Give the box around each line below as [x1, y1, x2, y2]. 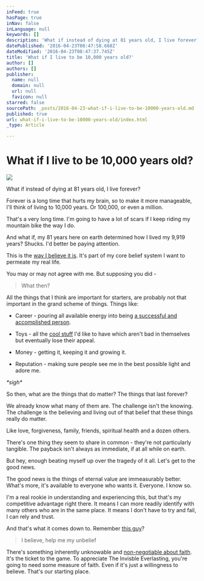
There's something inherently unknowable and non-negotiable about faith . [6, 549, 192, 556]
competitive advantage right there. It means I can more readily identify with [6, 500, 194, 507]
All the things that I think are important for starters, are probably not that [6, 294, 187, 301]
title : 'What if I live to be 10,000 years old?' [6, 54, 135, 60]
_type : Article [6, 122, 45, 129]
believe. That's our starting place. [6, 568, 90, 576]
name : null [12, 77, 39, 83]
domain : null [12, 83, 45, 89]
